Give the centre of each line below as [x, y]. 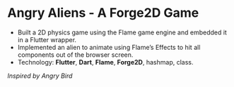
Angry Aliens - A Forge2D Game [103, 13]
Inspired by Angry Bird [40, 76]
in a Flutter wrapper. [47, 39]
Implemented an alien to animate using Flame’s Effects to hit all [109, 47]
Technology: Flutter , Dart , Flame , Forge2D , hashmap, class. [105, 62]
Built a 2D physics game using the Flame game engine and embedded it [122, 32]
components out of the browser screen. [75, 55]
